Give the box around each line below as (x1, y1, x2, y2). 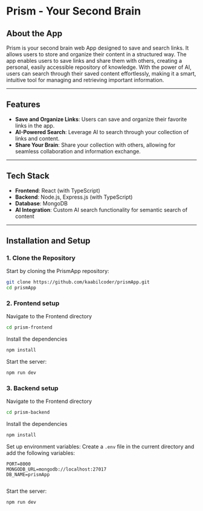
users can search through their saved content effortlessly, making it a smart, (6, 70, 196, 77)
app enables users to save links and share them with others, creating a (6, 57, 182, 64)
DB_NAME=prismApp (6, 472, 50, 478)
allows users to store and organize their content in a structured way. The (6, 51, 187, 58)
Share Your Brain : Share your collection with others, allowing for (14, 141, 176, 149)
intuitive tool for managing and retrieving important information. (6, 77, 164, 83)
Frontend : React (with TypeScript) (14, 187, 101, 194)
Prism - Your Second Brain (6, 4, 141, 18)
